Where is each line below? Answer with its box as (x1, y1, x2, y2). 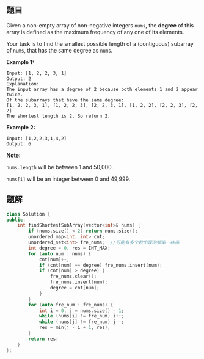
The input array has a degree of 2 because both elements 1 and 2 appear (6, 86, 199, 92)
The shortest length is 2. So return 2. (6, 113, 111, 119)
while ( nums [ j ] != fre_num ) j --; (38, 319, 124, 325)
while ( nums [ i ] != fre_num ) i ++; (38, 313, 124, 319)
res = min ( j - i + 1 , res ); (38, 325, 111, 331)
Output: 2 (6, 75, 32, 82)
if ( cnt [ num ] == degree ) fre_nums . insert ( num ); (38, 262, 163, 268)
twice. (6, 92, 23, 98)
